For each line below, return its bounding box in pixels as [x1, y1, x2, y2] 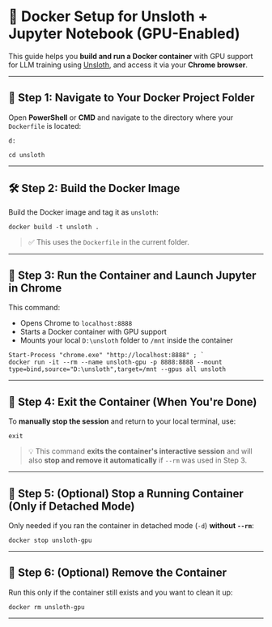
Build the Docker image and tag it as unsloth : [8, 207, 159, 217]
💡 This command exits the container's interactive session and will [28, 446, 253, 456]
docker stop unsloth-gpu [8, 536, 92, 544]
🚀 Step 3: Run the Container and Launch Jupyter [8, 268, 257, 282]
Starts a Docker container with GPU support [19, 327, 168, 337]
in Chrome [8, 281, 62, 295]
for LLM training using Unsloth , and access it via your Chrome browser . [8, 60, 249, 70]
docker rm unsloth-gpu [8, 603, 85, 611]
